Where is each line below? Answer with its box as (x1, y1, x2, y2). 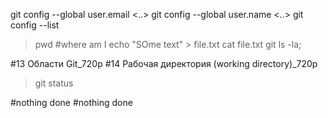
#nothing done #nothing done (10, 97, 133, 108)
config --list (10, 19, 60, 31)
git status (34, 77, 74, 89)
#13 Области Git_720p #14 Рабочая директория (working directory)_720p (10, 58, 318, 69)
